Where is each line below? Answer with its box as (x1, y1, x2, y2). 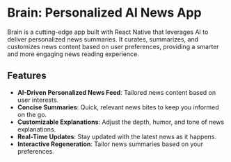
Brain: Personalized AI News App (7, 5, 202, 21)
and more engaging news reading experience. (7, 50, 139, 58)
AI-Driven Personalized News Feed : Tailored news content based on (17, 88, 216, 96)
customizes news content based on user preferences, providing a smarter (7, 42, 219, 51)
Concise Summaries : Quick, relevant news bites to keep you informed (17, 102, 219, 111)
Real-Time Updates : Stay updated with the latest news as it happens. (17, 132, 217, 141)
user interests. (17, 96, 59, 104)
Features (7, 70, 47, 82)
